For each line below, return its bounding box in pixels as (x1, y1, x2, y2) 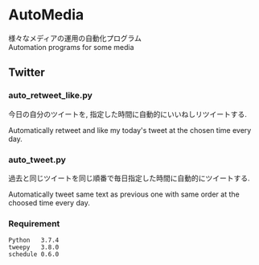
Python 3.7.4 (8, 236, 60, 245)
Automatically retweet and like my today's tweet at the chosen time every (8, 125, 252, 135)
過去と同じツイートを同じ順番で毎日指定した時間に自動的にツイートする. (8, 173, 251, 183)
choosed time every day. (8, 197, 90, 207)
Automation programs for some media (8, 42, 134, 52)
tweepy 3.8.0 (8, 243, 60, 251)
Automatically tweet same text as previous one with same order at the (8, 189, 240, 199)
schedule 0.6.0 (8, 251, 60, 259)
